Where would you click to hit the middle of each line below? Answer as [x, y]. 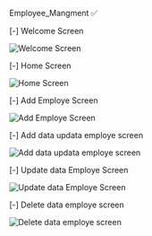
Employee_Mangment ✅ [54, 13]
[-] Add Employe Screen [54, 101]
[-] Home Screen [40, 66]
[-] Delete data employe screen [67, 205]
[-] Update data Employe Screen [69, 170]
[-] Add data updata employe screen [76, 135]
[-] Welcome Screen [46, 31]
